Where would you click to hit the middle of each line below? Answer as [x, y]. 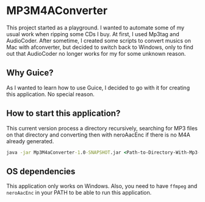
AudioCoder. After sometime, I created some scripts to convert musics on [99, 40]
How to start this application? [63, 114]
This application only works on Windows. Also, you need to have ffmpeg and [102, 186]
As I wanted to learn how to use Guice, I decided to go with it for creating [98, 88]
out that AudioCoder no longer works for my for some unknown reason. [96, 53]
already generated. [30, 141]
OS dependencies [41, 171]
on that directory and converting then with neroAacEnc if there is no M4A [98, 135]
